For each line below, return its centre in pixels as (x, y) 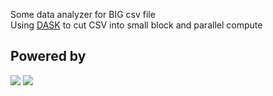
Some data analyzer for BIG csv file (83, 14)
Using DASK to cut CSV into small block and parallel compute (136, 25)
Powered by (48, 56)
